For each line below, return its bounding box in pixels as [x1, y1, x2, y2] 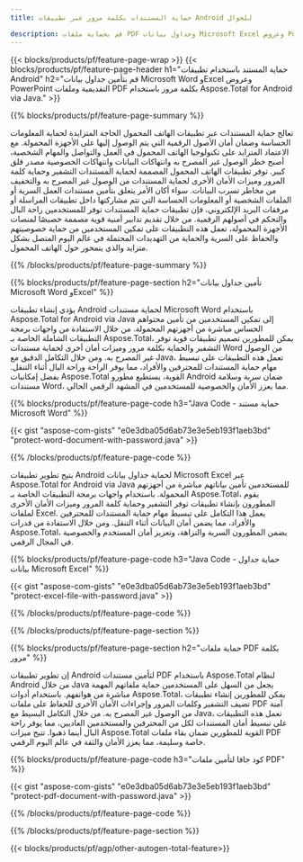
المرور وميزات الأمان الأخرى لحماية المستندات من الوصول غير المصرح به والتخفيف [10, 175, 286, 185]
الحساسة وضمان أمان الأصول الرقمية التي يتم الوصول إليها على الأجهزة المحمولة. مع [10, 137, 291, 148]
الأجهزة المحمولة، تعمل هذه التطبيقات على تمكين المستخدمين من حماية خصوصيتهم [10, 222, 288, 234]
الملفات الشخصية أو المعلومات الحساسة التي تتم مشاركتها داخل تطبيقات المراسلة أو [10, 194, 292, 205]
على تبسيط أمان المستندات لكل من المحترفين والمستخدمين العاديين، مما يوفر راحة [10, 717, 288, 728]
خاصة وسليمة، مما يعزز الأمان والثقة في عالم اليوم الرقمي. [10, 736, 206, 747]
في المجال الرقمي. [10, 536, 75, 547]
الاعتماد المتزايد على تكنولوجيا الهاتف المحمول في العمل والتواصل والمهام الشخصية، [10, 146, 290, 157]
